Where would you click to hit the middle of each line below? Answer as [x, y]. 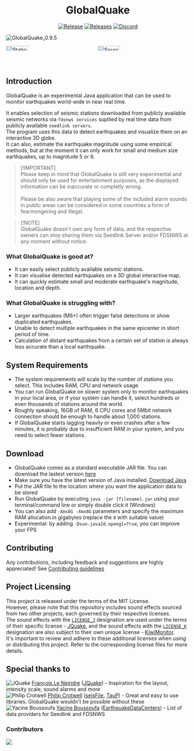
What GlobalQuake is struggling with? [61, 303]
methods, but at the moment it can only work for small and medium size [92, 150]
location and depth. [38, 288]
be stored [26, 492]
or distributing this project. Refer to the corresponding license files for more [97, 645]
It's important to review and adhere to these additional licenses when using [96, 638]
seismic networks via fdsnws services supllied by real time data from [89, 119]
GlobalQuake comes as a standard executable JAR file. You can [91, 467]
